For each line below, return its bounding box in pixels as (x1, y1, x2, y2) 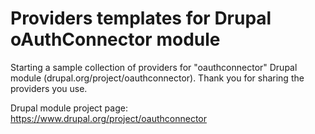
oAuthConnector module (10, 28, 221, 51)
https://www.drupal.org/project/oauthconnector (10, 112, 207, 124)
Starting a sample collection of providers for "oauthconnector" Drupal (10, 61, 298, 73)
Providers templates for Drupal (10, 7, 272, 30)
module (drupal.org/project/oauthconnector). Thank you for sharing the (10, 72, 305, 84)
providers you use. (10, 82, 88, 94)
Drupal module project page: (10, 102, 128, 114)
